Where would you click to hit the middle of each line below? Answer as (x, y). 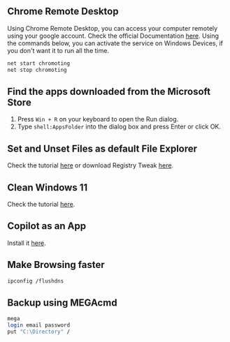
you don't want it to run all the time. (58, 50)
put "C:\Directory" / (39, 332)
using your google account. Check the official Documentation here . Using (113, 36)
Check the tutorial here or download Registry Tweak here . (90, 165)
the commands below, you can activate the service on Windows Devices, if (115, 43)
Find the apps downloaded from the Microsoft (109, 91)
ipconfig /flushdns (36, 281)
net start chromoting (39, 63)
